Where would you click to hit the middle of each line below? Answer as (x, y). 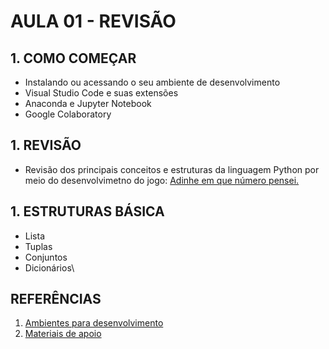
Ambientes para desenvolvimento (94, 323)
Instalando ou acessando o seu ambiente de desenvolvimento (152, 82)
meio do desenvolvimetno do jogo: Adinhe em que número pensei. (162, 180)
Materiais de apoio (63, 334)
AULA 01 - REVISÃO (93, 21)
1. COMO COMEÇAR (73, 58)
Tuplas (38, 246)
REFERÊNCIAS (56, 299)
